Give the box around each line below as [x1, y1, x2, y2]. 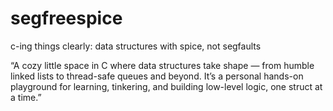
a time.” [10, 91, 42, 103]
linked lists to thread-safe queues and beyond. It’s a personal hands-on [10, 70, 304, 82]
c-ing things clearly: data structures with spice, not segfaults [10, 40, 262, 52]
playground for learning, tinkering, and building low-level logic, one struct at [10, 80, 323, 92]
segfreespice [10, 7, 123, 30]
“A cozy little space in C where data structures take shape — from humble [10, 59, 315, 71]
